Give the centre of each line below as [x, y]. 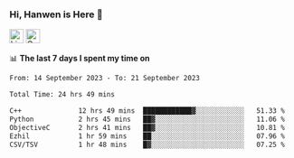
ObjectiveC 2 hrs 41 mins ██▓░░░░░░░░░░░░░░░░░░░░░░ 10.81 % [147, 127]
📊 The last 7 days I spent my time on [80, 59]
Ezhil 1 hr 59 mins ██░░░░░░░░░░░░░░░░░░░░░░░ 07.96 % [147, 136]
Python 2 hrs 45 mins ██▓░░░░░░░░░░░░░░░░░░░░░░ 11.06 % [147, 119]
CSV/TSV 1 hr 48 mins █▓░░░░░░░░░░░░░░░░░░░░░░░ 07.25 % [147, 144]
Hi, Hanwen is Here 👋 [56, 14]
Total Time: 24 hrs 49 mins [62, 95]
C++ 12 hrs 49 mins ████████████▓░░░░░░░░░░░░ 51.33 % [147, 111]
